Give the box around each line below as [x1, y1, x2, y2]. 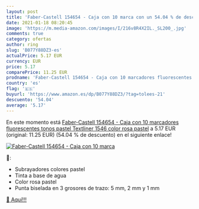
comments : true [6, 31, 44, 37]
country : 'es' [6, 81, 41, 86]
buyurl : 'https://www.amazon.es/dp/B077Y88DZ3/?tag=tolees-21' [6, 91, 166, 97]
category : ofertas [6, 36, 52, 42]
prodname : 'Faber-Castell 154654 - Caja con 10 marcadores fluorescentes [6, 75, 192, 81]
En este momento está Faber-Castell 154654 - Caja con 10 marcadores [6, 118, 179, 126]
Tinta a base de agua [14, 172, 67, 179]
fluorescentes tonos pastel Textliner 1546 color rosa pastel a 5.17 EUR [6, 125, 176, 132]
